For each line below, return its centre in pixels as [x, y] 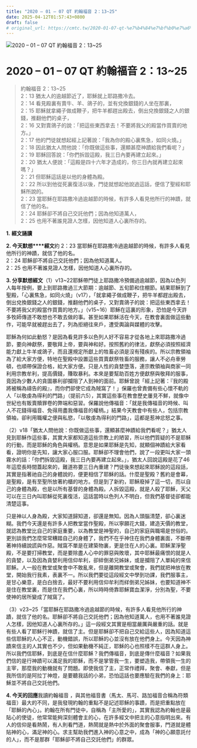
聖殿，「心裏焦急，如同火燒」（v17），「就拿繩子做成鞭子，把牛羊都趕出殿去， [97, 295]
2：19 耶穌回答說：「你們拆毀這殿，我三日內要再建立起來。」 [92, 155]
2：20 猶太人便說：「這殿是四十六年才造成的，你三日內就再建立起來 [102, 162]
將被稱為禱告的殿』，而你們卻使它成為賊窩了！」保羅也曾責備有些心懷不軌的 [97, 388]
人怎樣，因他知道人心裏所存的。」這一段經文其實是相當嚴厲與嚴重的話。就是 [97, 624]
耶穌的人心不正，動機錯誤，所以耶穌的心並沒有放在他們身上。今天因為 [101, 639]
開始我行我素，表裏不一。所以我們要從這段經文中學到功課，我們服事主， [103, 575]
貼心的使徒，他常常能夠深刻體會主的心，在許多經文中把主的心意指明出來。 [96, 717]
